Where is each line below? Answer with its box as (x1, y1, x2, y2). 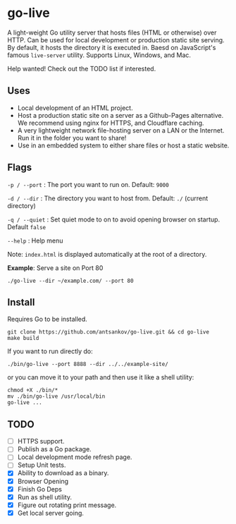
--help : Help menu (7, 236, 63, 245)
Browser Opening (17, 477, 69, 485)
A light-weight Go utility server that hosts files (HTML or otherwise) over (7, 28, 217, 37)
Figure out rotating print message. (17, 501, 117, 509)
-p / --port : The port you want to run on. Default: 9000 (7, 180, 169, 188)
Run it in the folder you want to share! (17, 133, 127, 142)
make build (7, 335, 39, 342)
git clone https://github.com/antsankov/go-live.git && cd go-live (7, 329, 210, 336)
